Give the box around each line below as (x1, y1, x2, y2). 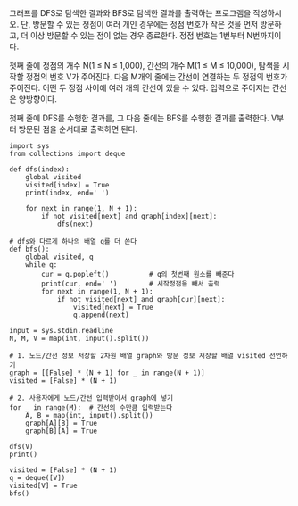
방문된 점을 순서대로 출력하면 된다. (18, 124, 138, 134)
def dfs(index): (9, 165, 70, 174)
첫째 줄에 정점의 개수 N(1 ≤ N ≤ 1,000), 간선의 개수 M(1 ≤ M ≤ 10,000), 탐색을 (9, 61, 281, 71)
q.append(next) (72, 311, 129, 319)
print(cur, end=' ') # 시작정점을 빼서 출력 (41, 279, 220, 288)
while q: (25, 261, 58, 270)
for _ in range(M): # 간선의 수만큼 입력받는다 (9, 403, 173, 412)
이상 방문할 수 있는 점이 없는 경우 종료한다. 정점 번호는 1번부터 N (29, 30, 253, 40)
